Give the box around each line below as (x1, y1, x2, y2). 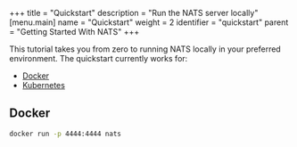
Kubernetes (21, 80, 65, 90)
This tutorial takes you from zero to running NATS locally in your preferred (9, 44, 281, 54)
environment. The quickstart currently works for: (9, 53, 188, 63)
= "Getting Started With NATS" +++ (9, 27, 140, 37)
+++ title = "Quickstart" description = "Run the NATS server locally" (9, 8, 259, 18)
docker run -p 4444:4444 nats (9, 129, 122, 138)
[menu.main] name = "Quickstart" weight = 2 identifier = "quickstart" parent (9, 17, 289, 28)
